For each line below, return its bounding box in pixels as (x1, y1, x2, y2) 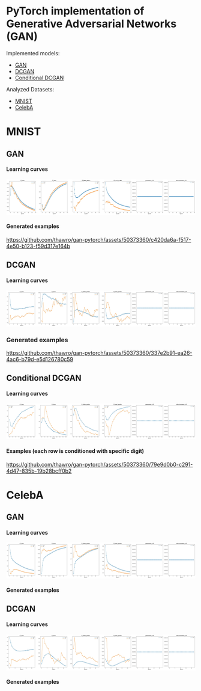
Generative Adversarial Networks (6, 17, 177, 31)
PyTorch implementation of (6, 4, 145, 18)
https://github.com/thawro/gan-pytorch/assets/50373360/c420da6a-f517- (6, 236, 191, 244)
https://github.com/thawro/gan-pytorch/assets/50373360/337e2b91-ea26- (6, 349, 193, 356)
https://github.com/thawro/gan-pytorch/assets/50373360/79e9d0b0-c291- (6, 461, 193, 468)
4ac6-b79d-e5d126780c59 (6, 355, 74, 363)
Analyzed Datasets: (6, 85, 55, 93)
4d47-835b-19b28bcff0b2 (6, 467, 72, 474)
